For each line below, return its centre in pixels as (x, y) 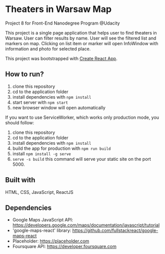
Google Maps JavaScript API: (43, 220)
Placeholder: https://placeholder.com (51, 241)
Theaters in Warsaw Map (58, 9)
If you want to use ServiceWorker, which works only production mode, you (82, 117)
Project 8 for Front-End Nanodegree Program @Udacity (63, 23)
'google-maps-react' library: (42, 230)
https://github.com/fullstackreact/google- (115, 230)
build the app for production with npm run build (62, 148)
